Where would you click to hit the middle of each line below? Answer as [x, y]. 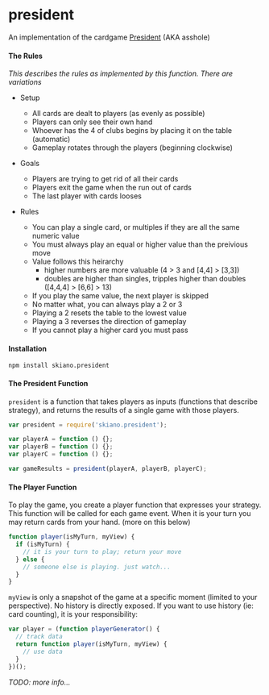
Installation [27, 348]
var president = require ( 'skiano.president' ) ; [88, 425]
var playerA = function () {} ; [61, 439]
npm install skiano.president [59, 366]
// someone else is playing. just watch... [97, 567]
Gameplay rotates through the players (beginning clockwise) [132, 148]
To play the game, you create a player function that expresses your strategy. [135, 505]
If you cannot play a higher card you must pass [110, 330]
